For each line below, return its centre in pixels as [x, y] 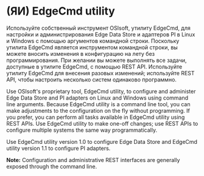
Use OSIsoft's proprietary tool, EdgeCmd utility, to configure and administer [101, 91]
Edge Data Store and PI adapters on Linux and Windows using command [97, 98]
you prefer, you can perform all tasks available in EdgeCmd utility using [96, 117]
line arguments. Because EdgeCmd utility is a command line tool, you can [98, 104]
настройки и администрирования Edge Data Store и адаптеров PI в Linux [101, 34]
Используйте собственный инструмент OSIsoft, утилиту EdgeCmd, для [98, 28]
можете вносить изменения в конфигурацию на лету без [81, 53]
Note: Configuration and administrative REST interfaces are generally [93, 160]
